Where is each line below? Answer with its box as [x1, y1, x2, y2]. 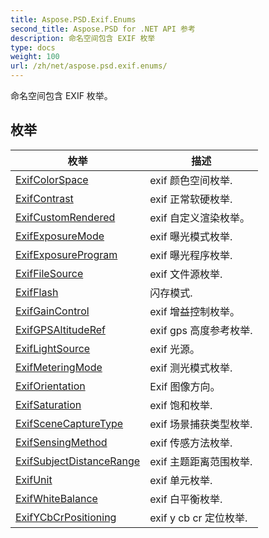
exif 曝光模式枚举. [149, 229, 233, 243]
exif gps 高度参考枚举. [149, 323, 253, 337]
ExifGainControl [15, 304, 90, 318]
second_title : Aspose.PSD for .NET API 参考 [10, 24, 196, 34]
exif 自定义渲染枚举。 [149, 211, 250, 225]
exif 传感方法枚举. [149, 436, 233, 450]
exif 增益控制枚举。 [149, 304, 240, 318]
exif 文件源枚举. [149, 267, 223, 281]
